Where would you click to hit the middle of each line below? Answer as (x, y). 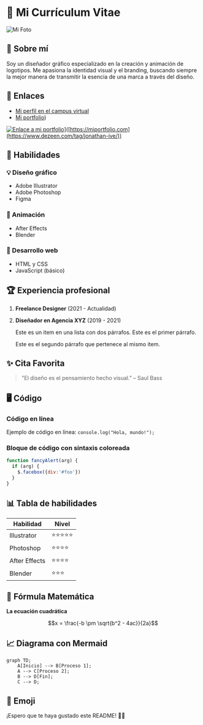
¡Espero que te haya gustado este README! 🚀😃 (66, 716)
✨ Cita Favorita (36, 364)
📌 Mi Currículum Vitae (63, 13)
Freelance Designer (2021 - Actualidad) (66, 308)
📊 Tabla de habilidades (52, 504)
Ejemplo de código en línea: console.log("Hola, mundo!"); (81, 432)
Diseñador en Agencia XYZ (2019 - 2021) (68, 320)
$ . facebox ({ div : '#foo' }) (49, 472)
